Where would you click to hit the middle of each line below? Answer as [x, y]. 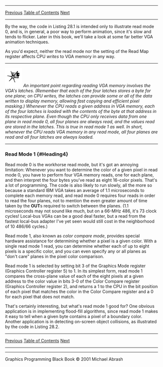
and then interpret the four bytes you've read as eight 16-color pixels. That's [81, 180]
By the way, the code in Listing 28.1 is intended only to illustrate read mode [80, 26]
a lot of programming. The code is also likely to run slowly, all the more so [79, 185]
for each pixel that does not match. [40, 297]
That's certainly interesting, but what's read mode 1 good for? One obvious [80, 306]
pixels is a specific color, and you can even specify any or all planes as [76, 251]
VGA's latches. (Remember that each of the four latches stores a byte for [78, 91]
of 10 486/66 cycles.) [26, 226]
